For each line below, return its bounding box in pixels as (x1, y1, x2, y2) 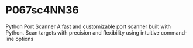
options (15, 35, 34, 42)
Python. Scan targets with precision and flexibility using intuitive (5, 29, 160, 36)
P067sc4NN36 (5, 4, 80, 17)
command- (160, 29, 188, 36)
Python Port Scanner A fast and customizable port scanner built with (5, 23, 171, 30)
